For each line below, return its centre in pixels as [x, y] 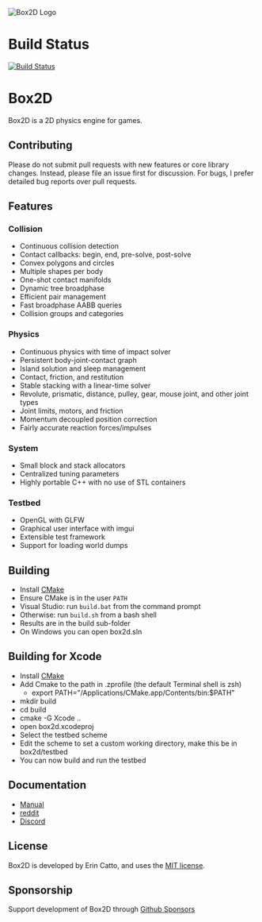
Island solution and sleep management [83, 368]
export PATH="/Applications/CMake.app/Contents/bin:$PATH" [133, 692]
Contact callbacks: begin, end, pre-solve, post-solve [105, 255]
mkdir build [38, 701]
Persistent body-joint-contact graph [78, 360]
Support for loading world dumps [74, 546]
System [23, 448]
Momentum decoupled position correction [88, 419]
